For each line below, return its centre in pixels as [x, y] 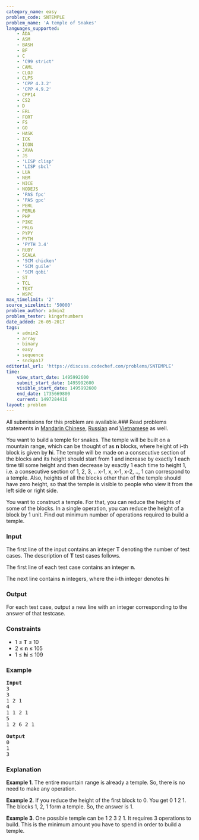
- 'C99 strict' [36, 61]
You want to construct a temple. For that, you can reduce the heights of [94, 502]
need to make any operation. [41, 789]
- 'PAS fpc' [31, 194]
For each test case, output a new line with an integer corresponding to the [97, 607]
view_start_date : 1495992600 [53, 377]
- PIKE [25, 222]
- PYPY [25, 233]
